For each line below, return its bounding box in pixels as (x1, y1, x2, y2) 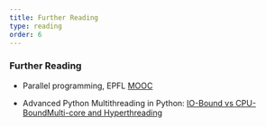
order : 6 (9, 30, 42, 39)
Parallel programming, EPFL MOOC (22, 80, 153, 91)
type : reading (9, 22, 63, 31)
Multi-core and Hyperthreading (46, 107, 163, 118)
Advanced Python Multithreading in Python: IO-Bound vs (22, 97, 234, 108)
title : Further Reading (9, 13, 99, 23)
